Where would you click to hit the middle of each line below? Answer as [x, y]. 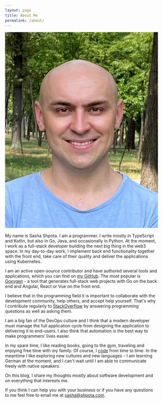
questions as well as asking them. [39, 311]
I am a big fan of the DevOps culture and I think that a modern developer [77, 321]
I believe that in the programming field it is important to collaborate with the [80, 295]
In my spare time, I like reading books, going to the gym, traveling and [75, 345]
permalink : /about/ [25, 20]
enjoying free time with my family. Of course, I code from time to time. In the [81, 350]
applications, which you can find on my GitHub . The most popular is [73, 276]
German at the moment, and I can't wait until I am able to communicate [76, 361]
